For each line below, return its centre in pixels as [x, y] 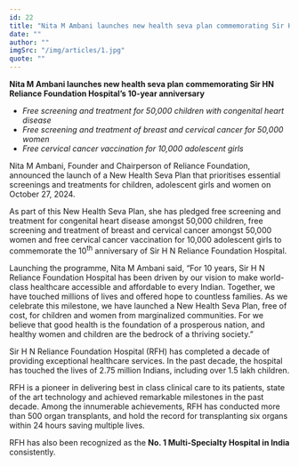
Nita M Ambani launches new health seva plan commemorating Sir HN [141, 84]
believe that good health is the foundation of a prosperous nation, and [137, 325]
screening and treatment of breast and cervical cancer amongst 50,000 [141, 230]
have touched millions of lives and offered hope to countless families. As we [149, 296]
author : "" [29, 42]
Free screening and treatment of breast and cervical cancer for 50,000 [153, 129]
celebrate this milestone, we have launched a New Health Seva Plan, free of [148, 305]
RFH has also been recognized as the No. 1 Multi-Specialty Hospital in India [149, 442]
